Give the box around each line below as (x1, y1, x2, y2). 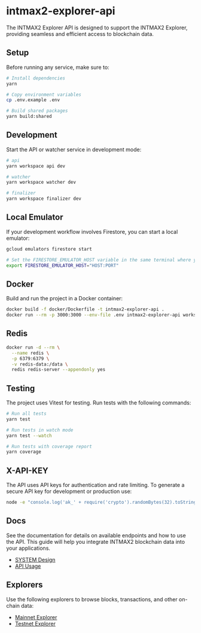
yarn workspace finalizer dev (6, 196, 82, 202)
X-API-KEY (6, 465, 48, 476)
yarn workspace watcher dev (6, 179, 77, 185)
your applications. (6, 544, 51, 552)
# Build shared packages (6, 108, 68, 114)
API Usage (14, 562, 41, 570)
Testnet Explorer (14, 620, 56, 627)
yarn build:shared (6, 114, 52, 120)
